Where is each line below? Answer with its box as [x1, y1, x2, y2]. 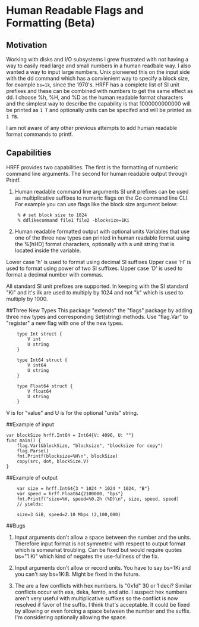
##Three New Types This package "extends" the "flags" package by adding [6, 306, 193, 313]
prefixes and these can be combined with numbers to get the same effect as [6, 88, 193, 94]
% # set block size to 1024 [17, 212, 87, 218]
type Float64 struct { [17, 383, 73, 389]
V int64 [27, 362, 46, 368]
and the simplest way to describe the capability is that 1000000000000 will [6, 100, 191, 107]
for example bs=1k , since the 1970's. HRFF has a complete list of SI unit [6, 81, 180, 88]
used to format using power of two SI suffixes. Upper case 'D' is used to [6, 265, 183, 272]
